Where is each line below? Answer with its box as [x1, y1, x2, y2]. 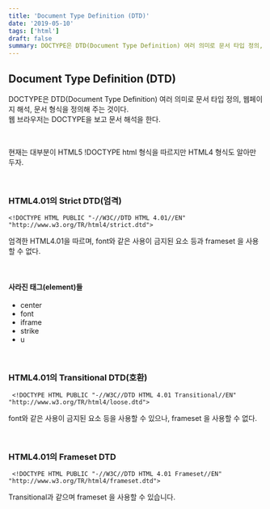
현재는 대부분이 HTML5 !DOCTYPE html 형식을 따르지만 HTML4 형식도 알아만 [8, 147, 257, 157]
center [19, 301, 43, 310]
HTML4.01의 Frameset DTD [8, 451, 116, 462]
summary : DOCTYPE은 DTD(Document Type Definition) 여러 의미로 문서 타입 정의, [8, 42, 264, 50]
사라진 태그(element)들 [8, 282, 83, 292]
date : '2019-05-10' [8, 19, 74, 27]
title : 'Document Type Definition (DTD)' [8, 11, 150, 20]
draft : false [8, 34, 53, 43]
